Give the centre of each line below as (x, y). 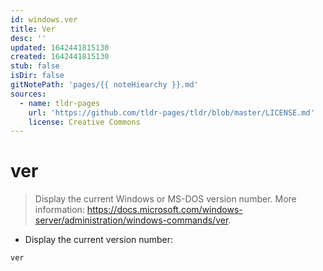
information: (59, 210)
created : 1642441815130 (60, 57)
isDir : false (37, 76)
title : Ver (33, 29)
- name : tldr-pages (60, 103)
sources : (28, 94)
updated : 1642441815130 (60, 47)
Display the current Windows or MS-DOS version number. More (165, 199)
